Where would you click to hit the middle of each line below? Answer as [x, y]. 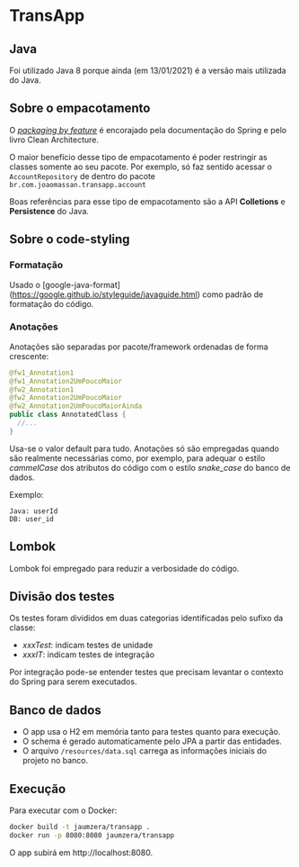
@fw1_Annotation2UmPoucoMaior [66, 381]
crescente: [29, 356]
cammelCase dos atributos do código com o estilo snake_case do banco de [150, 467]
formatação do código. [52, 303]
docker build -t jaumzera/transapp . [80, 827]
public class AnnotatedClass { [68, 415]
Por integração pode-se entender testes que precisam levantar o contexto [147, 673]
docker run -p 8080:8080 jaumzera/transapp [92, 835]
